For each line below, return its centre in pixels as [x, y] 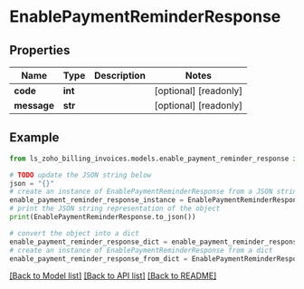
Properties [40, 50]
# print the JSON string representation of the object [115, 209]
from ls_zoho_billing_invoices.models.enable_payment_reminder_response [149, 159]
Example [34, 138]
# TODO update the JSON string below [81, 175]
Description [120, 76]
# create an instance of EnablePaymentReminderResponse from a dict [141, 250]
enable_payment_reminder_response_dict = [89, 242]
